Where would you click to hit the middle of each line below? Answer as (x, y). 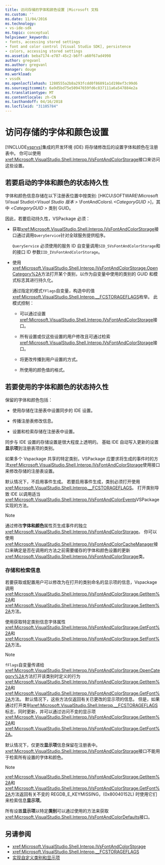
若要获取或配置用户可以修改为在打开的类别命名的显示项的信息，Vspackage (81, 582)
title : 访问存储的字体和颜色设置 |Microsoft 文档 (52, 10)
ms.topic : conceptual (27, 33)
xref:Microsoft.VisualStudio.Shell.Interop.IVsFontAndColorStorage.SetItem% (82, 605)
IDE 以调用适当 (26, 494)
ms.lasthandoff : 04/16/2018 (34, 102)
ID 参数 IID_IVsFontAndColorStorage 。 (64, 252)
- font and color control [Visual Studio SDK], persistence (68, 47)
